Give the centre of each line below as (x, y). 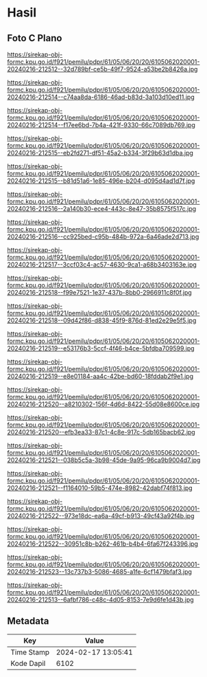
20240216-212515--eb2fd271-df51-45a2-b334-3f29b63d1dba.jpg (100, 153)
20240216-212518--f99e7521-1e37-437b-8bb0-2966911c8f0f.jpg (99, 292)
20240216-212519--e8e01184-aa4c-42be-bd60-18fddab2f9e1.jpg (100, 376)
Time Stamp (30, 652)
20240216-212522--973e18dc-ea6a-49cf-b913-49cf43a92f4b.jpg (101, 516)
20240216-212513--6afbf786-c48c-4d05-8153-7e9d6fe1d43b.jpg (100, 600)
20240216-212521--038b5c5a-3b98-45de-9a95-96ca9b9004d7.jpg (104, 460)
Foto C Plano (35, 38)
